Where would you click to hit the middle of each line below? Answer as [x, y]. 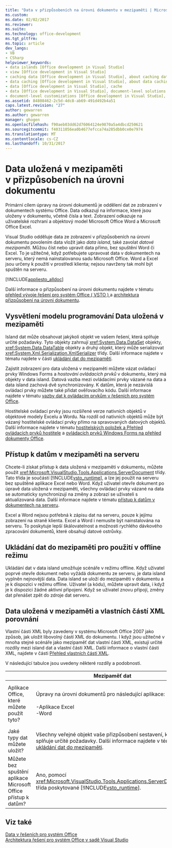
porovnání [22, 619]
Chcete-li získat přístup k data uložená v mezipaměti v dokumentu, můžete [84, 467]
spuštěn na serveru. [26, 269]
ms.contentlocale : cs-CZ [32, 139]
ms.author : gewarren [27, 115]
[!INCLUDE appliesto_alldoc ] [35, 280]
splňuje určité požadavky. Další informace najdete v [98, 741]
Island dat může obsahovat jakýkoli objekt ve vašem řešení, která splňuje [82, 337]
